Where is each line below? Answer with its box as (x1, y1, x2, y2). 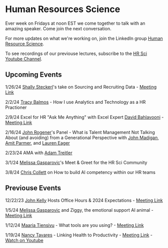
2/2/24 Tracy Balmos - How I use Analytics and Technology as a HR (5, 99, 146, 105)
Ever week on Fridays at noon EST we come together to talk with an (5, 20, 146, 26)
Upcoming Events (5, 71, 62, 79)
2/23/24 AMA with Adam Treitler (5, 150, 73, 156)
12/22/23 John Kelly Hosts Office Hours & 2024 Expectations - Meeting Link (5, 197, 163, 203)
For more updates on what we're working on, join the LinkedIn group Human (5, 35, 163, 41)
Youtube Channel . (5, 55, 43, 61)
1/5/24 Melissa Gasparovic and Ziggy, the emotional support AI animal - (5, 207, 154, 213)
